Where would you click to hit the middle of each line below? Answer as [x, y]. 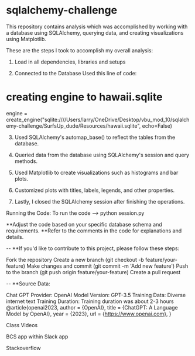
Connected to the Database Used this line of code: [76, 73]
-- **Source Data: [28, 284]
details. [15, 237]
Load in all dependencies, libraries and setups [70, 62]
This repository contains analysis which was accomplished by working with [97, 26]
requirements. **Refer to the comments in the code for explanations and [94, 231]
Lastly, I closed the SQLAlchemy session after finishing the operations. [100, 201]
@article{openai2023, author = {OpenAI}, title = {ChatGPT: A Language [92, 307]
